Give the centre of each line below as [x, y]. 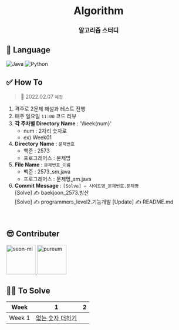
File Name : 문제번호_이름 [43, 164]
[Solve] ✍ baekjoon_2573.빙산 [52, 192]
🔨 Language [28, 50]
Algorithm [99, 11]
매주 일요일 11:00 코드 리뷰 [45, 116]
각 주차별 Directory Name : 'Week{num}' [63, 123]
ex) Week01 [37, 137]
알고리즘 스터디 [99, 31]
